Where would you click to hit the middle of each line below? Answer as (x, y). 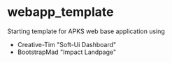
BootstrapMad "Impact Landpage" (67, 52)
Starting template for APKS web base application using (86, 31)
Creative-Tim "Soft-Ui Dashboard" (67, 44)
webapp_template (60, 12)
